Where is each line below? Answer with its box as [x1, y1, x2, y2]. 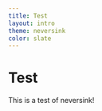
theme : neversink [8, 27, 66, 35]
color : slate [8, 34, 52, 43]
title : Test [8, 11, 48, 20]
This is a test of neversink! [8, 96, 95, 105]
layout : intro [8, 19, 56, 27]
